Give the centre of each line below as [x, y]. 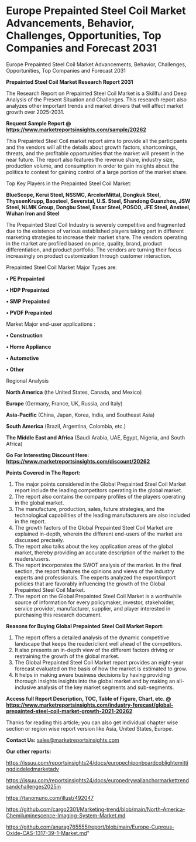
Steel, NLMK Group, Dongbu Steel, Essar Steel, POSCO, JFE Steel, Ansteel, [98, 207]
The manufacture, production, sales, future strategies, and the [90, 509]
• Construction [24, 335]
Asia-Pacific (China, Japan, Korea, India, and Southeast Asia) [80, 415]
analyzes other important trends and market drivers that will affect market [95, 105]
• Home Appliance [29, 346]
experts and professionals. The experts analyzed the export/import [95, 577]
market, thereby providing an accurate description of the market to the [99, 553]
